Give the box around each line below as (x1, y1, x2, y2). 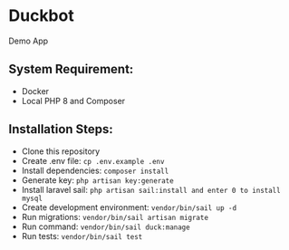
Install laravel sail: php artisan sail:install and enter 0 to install (21, 184, 282, 195)
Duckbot (8, 5, 74, 26)
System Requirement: (8, 62, 134, 77)
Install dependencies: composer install (21, 165, 169, 176)
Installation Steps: (8, 121, 114, 137)
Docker (21, 85, 50, 96)
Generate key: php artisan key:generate (21, 174, 174, 186)
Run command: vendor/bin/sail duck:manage (21, 221, 191, 232)
